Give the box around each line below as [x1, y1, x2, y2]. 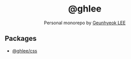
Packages [5, 34, 37, 43]
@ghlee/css [12, 47, 38, 53]
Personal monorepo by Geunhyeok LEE [44, 20, 126, 26]
